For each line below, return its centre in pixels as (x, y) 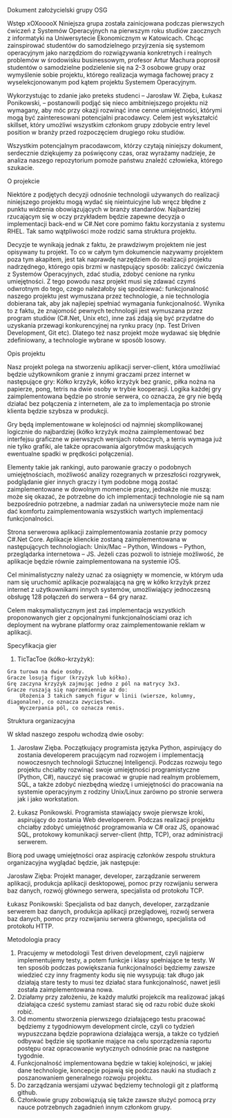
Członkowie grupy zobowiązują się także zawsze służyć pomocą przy (116, 1100)
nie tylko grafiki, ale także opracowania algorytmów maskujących (100, 446)
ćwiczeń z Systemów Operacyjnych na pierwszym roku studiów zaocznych (114, 31)
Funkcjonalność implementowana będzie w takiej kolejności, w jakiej (114, 1063)
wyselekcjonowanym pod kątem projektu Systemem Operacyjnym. (102, 82)
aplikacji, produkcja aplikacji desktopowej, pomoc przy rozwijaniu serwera (113, 883)
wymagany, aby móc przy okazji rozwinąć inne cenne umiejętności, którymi (115, 110)
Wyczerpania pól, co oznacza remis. (72, 708)
